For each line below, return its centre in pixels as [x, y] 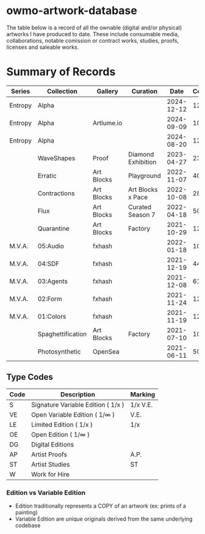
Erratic [47, 176]
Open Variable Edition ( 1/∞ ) [73, 415]
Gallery [107, 91]
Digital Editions [53, 444]
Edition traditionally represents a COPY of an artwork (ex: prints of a [100, 506]
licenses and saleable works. [43, 47]
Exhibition [142, 161]
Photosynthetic [59, 351]
